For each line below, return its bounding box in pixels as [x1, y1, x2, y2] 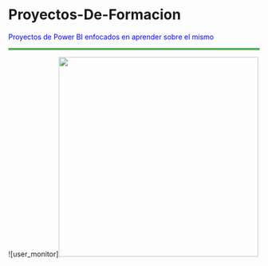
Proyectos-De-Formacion [8, 6, 181, 24]
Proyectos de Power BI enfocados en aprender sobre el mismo [8, 32, 214, 42]
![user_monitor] [8, 249, 59, 259]
